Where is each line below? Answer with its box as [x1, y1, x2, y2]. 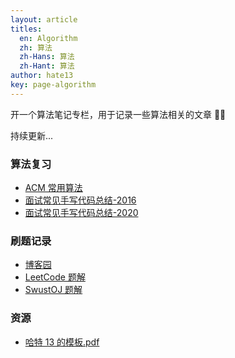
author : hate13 [10, 71, 74, 81]
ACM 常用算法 [24, 182, 83, 194]
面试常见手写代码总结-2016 [24, 194, 137, 206]
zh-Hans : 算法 [19, 52, 75, 62]
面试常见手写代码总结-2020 [24, 207, 139, 219]
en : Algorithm [19, 33, 78, 43]
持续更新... [10, 129, 54, 141]
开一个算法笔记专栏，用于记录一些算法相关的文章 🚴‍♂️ [10, 108, 227, 120]
